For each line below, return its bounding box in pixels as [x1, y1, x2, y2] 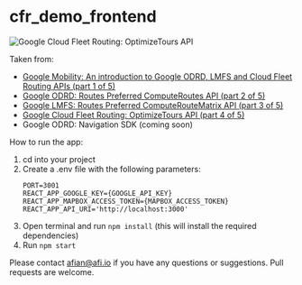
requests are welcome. [9, 266, 95, 277]
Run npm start [22, 239, 77, 250]
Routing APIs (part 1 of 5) [22, 80, 115, 91]
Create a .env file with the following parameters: [22, 163, 201, 174]
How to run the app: [9, 136, 84, 147]
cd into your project [22, 153, 96, 164]
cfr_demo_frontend [9, 6, 157, 27]
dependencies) [22, 230, 79, 241]
